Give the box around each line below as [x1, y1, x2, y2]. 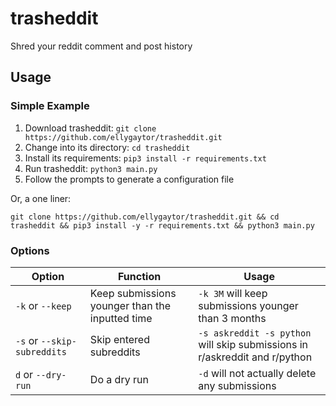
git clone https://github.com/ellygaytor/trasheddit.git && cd [10, 212, 280, 222]
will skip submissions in [198, 337, 309, 351]
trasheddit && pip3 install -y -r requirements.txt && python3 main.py [10, 220, 315, 231]
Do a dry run [89, 372, 149, 386]
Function [118, 269, 162, 283]
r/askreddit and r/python [198, 350, 313, 364]
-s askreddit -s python [198, 327, 312, 339]
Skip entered [89, 332, 150, 346]
